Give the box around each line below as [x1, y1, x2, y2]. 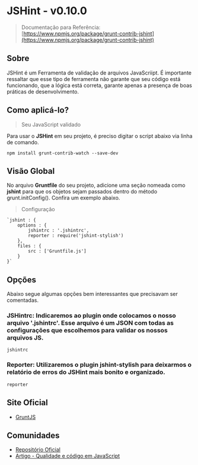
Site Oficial [7, 398, 48, 408]
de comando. [7, 138, 39, 146]
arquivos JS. [7, 334, 44, 342]
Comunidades [7, 430, 60, 440]
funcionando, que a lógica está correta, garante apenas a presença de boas [7, 82, 192, 89]
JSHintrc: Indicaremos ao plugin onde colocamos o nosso [7, 312, 177, 320]
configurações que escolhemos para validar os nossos [7, 327, 168, 335]
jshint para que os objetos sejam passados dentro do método [7, 188, 158, 195]
